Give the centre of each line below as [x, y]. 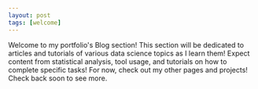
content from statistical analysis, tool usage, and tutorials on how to [118, 61]
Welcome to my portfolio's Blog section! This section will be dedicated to [126, 44]
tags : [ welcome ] [35, 23]
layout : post [29, 15]
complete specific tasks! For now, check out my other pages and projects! [128, 69]
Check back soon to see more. [58, 78]
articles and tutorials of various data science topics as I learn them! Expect [129, 53]
